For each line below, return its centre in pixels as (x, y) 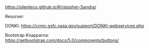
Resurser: (15, 16)
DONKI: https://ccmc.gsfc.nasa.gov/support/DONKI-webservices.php (74, 26)
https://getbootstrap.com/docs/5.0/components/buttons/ (62, 40)
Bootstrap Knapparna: (27, 35)
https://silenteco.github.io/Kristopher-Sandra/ (51, 7)
